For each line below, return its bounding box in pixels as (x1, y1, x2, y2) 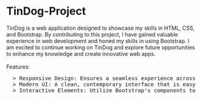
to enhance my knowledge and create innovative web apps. (6, 50, 156, 57)
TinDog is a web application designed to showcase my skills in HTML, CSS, (6, 24, 195, 32)
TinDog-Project (6, 4, 86, 18)
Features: (6, 63, 30, 70)
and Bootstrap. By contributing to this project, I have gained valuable (6, 30, 178, 38)
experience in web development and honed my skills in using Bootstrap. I (6, 37, 190, 44)
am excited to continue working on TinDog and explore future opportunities (6, 44, 195, 51)
